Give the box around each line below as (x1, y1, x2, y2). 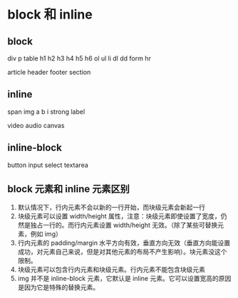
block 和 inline (7, 6, 93, 23)
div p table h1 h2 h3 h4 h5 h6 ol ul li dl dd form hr (7, 54, 151, 63)
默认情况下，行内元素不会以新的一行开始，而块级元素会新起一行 (17, 203, 205, 212)
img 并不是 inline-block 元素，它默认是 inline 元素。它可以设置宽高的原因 (17, 275, 232, 283)
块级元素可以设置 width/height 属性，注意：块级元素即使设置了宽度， (17, 212, 221, 220)
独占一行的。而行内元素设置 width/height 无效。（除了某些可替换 (30, 221, 218, 230)
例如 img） (30, 230, 62, 238)
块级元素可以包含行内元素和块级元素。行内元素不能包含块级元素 (17, 265, 205, 274)
